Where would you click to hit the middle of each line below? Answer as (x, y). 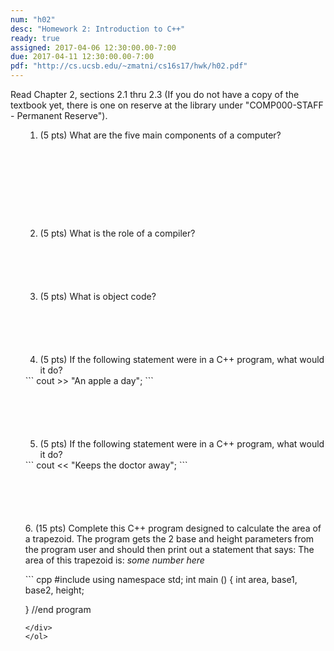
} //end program (58, 609)
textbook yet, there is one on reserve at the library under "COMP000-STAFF (167, 105)
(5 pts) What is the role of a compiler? (117, 233)
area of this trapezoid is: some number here (114, 560)
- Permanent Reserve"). (59, 115)
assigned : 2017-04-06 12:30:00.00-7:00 (93, 47)
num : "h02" (33, 19)
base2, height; (54, 590)
